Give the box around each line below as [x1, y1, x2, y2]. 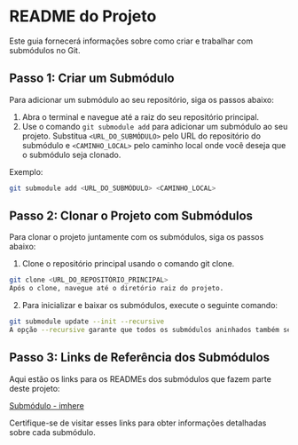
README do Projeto [9, 6, 157, 27]
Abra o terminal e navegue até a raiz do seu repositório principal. [21, 111, 260, 122]
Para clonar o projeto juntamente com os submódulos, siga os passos [9, 232, 264, 242]
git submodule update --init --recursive [9, 317, 165, 326]
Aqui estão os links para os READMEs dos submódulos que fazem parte [9, 373, 272, 384]
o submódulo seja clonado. [21, 149, 122, 160]
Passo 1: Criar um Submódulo [9, 71, 175, 86]
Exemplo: [9, 166, 43, 177]
